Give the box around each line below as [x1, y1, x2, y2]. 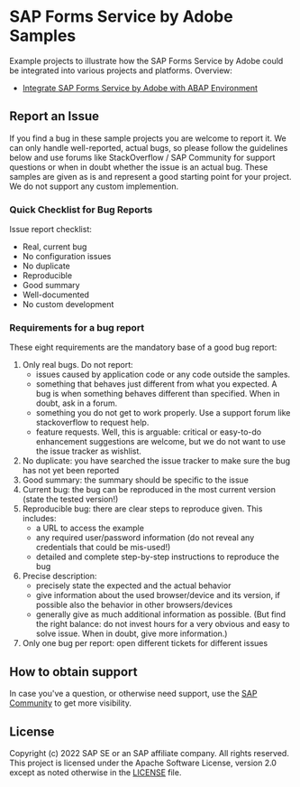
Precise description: [22, 571, 97, 582]
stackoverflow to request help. [35, 417, 150, 428]
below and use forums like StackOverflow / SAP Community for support [9, 152, 276, 163]
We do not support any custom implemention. [9, 181, 179, 192]
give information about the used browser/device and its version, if [35, 590, 281, 601]
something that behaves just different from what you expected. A [35, 379, 277, 389]
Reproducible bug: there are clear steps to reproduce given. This [22, 503, 263, 514]
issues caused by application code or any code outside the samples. [35, 369, 291, 380]
